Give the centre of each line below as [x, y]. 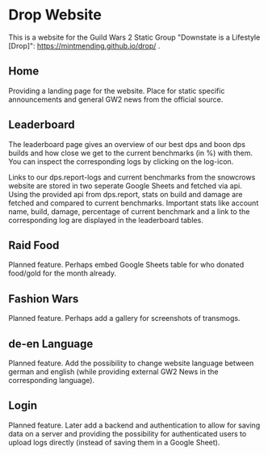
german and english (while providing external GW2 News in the [113, 372]
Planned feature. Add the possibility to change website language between [131, 363]
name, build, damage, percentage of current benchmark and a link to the [129, 211]
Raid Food [34, 245]
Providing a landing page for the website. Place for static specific [117, 91]
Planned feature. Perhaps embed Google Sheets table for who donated [126, 265]
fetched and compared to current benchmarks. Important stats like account [134, 203]
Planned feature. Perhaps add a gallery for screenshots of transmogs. [124, 318]
